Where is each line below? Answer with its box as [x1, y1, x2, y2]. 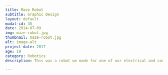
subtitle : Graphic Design [5, 12, 59, 17]
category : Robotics [5, 53, 46, 59]
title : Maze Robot [5, 7, 43, 12]
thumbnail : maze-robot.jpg [5, 35, 61, 40]
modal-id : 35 [5, 21, 32, 26]
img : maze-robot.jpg [5, 30, 48, 35]
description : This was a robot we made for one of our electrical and [5, 58, 155, 63]
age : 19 [5, 49, 21, 54]
